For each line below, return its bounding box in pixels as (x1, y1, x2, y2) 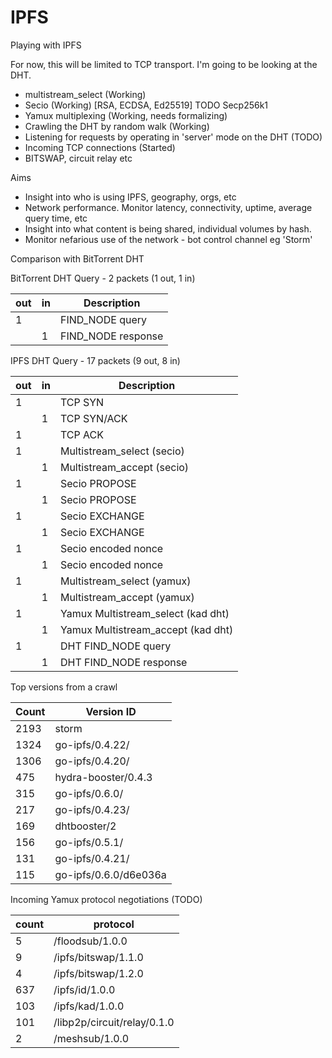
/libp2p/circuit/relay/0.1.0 (53, 1015, 175, 1029)
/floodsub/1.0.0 (53, 934, 128, 948)
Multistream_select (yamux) (59, 574, 192, 588)
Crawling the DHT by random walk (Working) (24, 120, 210, 132)
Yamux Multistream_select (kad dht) (59, 606, 230, 620)
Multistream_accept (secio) (59, 460, 190, 474)
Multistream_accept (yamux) (59, 590, 195, 604)
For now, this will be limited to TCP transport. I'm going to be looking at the (10, 58, 318, 70)
